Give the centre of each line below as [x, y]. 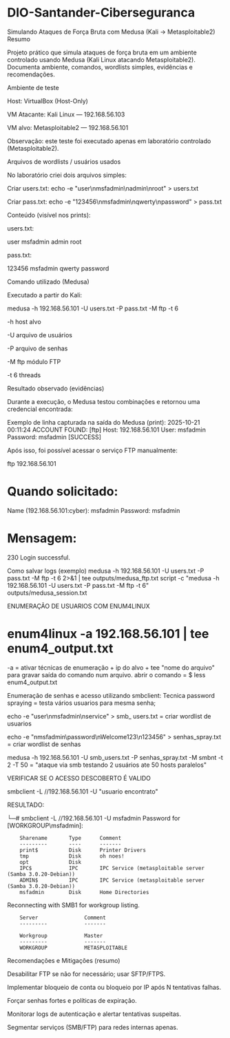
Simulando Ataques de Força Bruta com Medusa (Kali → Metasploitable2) [111, 32]
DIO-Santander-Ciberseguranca [101, 13]
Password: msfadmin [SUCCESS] [54, 437]
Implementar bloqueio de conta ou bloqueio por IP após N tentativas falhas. [114, 987]
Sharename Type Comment [71, 838]
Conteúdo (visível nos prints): [49, 215]
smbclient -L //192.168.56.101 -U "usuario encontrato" [83, 791]
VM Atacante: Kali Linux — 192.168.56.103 [66, 114]
